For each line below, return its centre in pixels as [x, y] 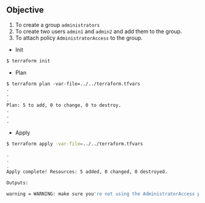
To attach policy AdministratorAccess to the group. [79, 38]
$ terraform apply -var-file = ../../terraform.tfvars [75, 144]
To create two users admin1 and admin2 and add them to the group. [99, 31]
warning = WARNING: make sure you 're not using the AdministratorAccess [101, 194]
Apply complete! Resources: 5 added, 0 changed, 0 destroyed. [87, 172]
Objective [25, 10]
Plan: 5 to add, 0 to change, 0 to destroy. [64, 105]
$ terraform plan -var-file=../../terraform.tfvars [73, 84]
